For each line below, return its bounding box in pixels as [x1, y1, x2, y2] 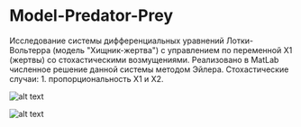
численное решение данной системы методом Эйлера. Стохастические [9, 64, 289, 75]
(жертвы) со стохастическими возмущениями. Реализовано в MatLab [9, 54, 279, 65]
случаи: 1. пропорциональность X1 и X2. [9, 73, 164, 84]
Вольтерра [9, 44, 51, 55]
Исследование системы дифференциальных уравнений [9, 35, 224, 46]
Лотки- [225, 35, 254, 46]
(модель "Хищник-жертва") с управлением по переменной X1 [52, 44, 293, 55]
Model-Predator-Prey [9, 5, 174, 26]
